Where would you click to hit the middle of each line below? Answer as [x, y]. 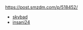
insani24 [21, 22]
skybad [20, 17]
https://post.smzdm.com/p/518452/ [41, 7]
